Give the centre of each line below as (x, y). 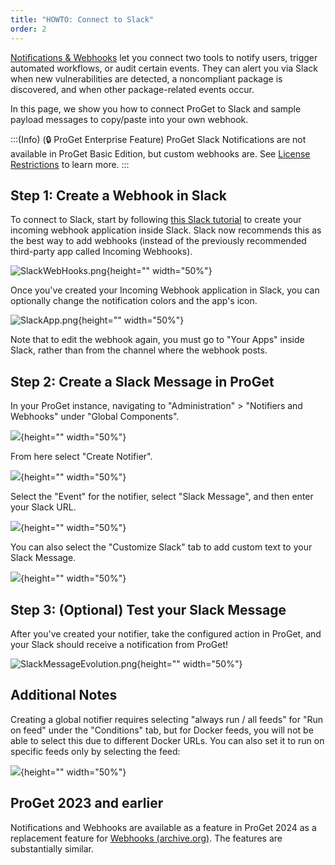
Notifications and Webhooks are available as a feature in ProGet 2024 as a (163, 827)
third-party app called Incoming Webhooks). (101, 252)
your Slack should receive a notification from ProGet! (119, 644)
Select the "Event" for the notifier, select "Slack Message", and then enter (162, 497)
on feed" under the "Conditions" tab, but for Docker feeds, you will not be (162, 730)
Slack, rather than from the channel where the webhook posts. (139, 350)
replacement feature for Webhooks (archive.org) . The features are (146, 838)
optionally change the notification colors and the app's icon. (134, 301)
